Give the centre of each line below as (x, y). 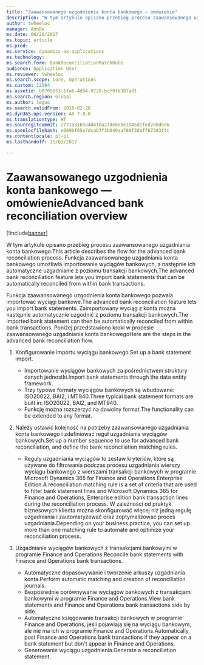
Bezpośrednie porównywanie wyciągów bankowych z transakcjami (108, 592)
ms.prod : (17, 46)
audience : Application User (42, 68)
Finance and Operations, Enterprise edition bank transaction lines (106, 497)
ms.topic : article (29, 40)
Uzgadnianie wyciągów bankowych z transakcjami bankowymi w (96, 548)
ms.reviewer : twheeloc (35, 74)
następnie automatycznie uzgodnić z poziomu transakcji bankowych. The (97, 314)
